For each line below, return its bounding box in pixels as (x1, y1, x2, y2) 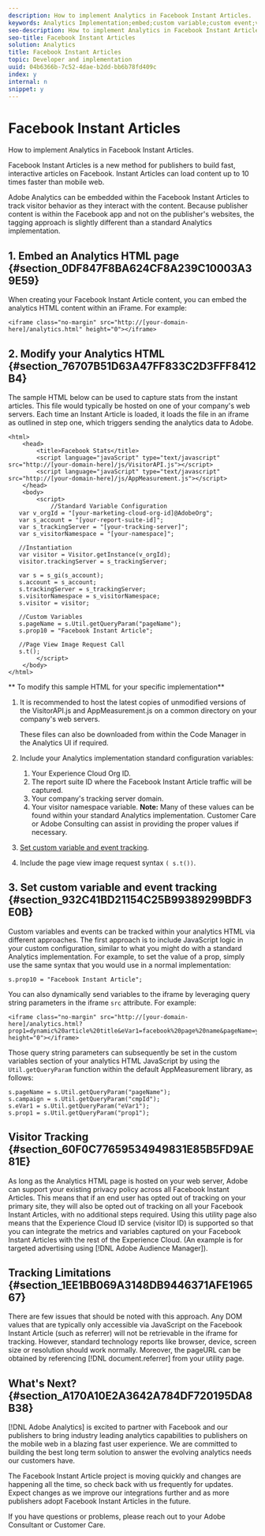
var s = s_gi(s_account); (18, 571, 104, 579)
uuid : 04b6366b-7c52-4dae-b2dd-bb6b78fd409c (8, 63, 157, 71)
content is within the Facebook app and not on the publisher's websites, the (8, 209, 255, 219)
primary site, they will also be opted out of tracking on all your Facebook (8, 1201, 243, 1210)
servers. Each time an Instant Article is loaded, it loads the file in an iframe (8, 409, 249, 419)
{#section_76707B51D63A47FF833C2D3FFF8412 (8, 359, 256, 372)
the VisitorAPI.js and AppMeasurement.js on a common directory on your (19, 705, 257, 715)
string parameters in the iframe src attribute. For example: (8, 998, 197, 1007)
